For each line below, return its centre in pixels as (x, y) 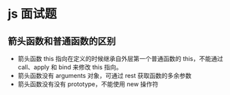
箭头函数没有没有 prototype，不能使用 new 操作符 (88, 84)
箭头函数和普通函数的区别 (62, 41)
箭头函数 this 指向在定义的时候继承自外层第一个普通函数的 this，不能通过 (120, 59)
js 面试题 (32, 14)
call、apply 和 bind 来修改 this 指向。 (70, 67)
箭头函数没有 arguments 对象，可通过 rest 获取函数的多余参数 (105, 76)
